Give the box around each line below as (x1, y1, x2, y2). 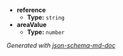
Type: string (26, 13, 65, 21)
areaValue (16, 21, 47, 28)
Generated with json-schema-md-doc (6, 41, 116, 49)
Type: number (26, 28, 65, 36)
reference (16, 6, 47, 14)
